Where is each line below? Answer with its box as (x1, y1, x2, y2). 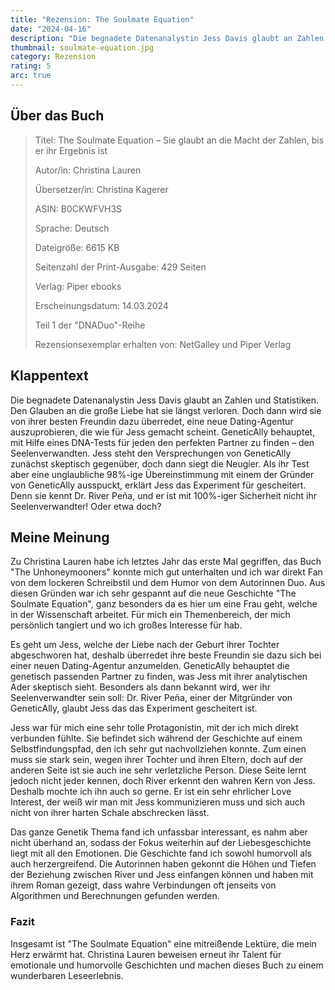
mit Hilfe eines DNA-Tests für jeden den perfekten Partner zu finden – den (10, 436, 315, 448)
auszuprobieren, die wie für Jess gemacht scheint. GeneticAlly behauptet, (10, 426, 316, 438)
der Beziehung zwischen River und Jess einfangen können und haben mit (10, 869, 314, 881)
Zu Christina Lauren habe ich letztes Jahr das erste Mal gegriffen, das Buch (10, 556, 322, 568)
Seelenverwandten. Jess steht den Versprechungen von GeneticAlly (10, 447, 292, 459)
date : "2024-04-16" (10, 24, 92, 34)
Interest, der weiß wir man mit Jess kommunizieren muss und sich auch (10, 796, 306, 808)
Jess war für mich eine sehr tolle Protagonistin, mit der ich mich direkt (10, 722, 299, 734)
